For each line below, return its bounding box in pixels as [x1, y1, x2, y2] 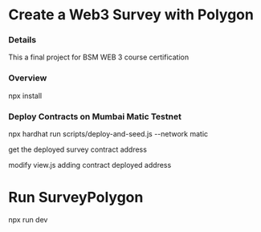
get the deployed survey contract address [8, 144, 147, 154]
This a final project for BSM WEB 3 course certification [8, 52, 190, 62]
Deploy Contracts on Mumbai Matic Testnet [8, 111, 182, 122]
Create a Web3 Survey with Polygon [8, 6, 255, 24]
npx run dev [8, 215, 48, 225]
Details [8, 35, 37, 46]
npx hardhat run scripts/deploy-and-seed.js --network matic [8, 129, 209, 139]
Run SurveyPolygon [8, 189, 144, 206]
